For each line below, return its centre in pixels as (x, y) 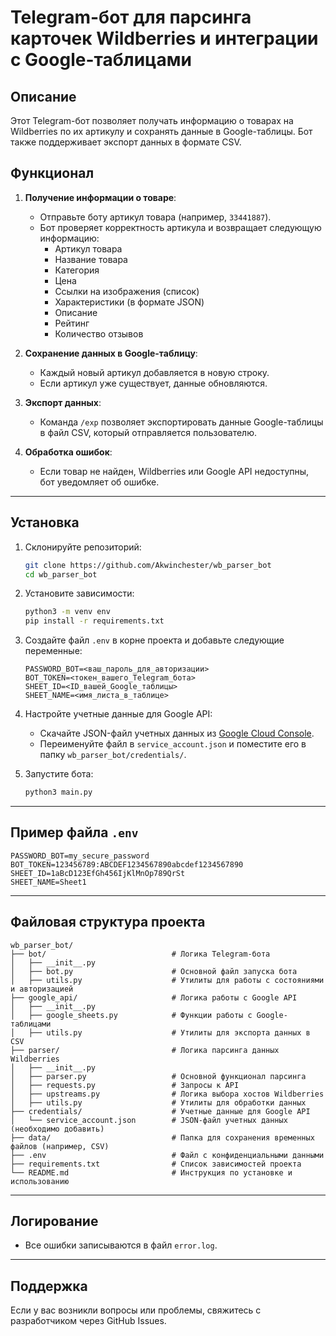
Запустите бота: (59, 774)
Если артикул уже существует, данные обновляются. (153, 383)
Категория (77, 270)
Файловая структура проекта (108, 922)
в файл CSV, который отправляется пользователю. (148, 432)
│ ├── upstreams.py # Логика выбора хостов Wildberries (167, 1094)
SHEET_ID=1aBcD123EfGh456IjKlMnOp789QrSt (98, 873)
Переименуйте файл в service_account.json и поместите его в (173, 744)
